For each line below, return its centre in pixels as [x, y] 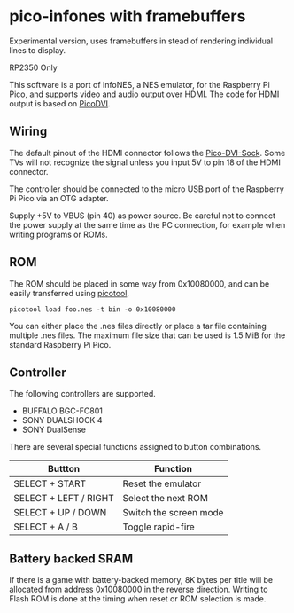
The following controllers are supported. [83, 394]
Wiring [28, 132]
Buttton [64, 469]
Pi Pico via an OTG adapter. [59, 198]
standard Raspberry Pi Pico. [60, 344]
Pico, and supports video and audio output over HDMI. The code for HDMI [144, 94]
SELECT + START [50, 483]
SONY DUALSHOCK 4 [62, 420]
